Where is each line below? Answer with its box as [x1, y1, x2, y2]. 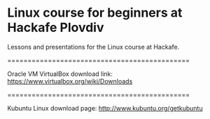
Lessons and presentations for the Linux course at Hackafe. [7, 42, 180, 51]
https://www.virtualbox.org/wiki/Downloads [7, 77, 133, 85]
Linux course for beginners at [7, 5, 183, 21]
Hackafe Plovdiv [7, 19, 104, 35]
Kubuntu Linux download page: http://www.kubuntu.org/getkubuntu [7, 104, 203, 112]
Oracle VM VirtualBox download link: [7, 70, 113, 78]
